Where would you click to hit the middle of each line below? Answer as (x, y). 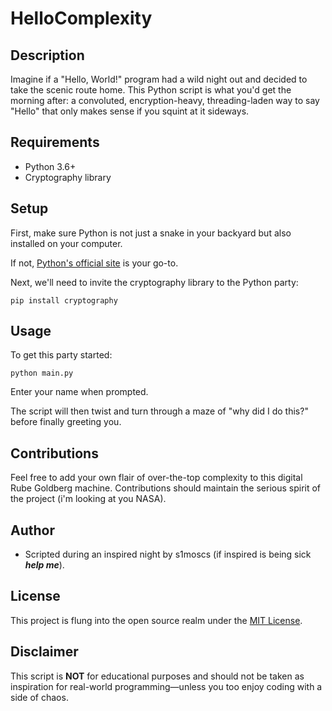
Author (32, 530)
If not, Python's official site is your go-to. (94, 263)
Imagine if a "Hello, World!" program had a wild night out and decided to (159, 79)
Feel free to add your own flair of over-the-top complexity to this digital (156, 478)
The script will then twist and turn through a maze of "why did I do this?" (159, 411)
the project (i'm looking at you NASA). (88, 499)
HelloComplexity (81, 18)
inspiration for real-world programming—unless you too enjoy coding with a (166, 686)
